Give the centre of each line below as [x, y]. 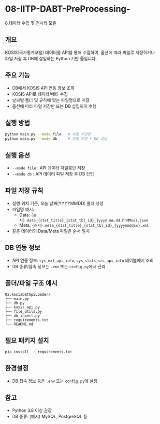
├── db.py [15, 303]
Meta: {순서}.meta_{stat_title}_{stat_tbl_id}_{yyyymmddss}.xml [84, 225]
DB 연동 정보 [23, 248]
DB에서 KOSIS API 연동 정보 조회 [43, 88]
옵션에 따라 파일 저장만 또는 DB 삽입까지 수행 [54, 106]
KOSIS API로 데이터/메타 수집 [40, 94]
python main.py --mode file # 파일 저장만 [48, 135]
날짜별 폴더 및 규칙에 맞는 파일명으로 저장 [51, 100]
